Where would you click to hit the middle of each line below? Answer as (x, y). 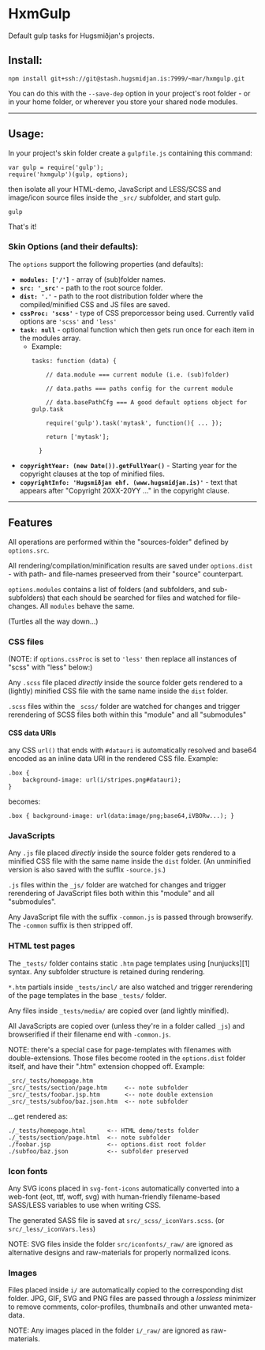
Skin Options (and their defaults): (73, 247)
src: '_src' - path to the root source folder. (91, 287)
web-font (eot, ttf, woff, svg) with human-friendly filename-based (114, 1197)
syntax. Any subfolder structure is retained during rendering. (106, 971)
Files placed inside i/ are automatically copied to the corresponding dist (126, 1290)
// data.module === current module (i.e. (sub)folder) (138, 375)
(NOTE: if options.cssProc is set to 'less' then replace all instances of (123, 658)
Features (30, 523)
